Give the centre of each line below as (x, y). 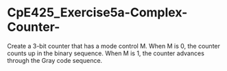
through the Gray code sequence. (55, 60)
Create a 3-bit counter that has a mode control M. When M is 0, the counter (114, 46)
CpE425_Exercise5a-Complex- (97, 13)
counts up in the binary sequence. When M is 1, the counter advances (106, 53)
